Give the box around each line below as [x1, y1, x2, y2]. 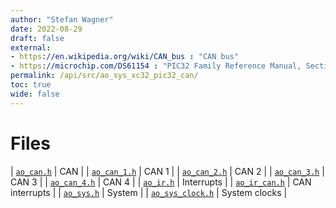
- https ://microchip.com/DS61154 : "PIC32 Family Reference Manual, [10, 61, 302, 71]
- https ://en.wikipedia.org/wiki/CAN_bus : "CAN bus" [10, 52, 240, 62]
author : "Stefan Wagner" [10, 14, 114, 25]
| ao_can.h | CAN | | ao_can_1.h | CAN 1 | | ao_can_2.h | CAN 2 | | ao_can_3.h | [10, 165, 325, 177]
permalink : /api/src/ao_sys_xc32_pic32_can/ [10, 71, 199, 81]
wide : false [10, 89, 60, 99]
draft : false [10, 33, 65, 43]
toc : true [10, 80, 52, 90]
